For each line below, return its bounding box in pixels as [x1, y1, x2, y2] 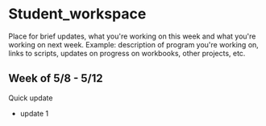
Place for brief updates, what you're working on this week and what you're [8, 31, 256, 41]
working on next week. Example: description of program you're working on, [8, 39, 260, 49]
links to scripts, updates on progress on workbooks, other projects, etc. [8, 48, 246, 58]
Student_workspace [8, 5, 147, 23]
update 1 [19, 108, 49, 118]
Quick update [8, 93, 53, 103]
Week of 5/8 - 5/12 [8, 71, 103, 85]
